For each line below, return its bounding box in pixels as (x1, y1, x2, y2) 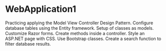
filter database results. (5, 41, 51, 47)
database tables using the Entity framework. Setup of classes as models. (5, 25, 154, 31)
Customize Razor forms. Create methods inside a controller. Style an (5, 30, 145, 36)
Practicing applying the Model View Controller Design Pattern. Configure (5, 20, 154, 26)
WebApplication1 (5, 3, 76, 15)
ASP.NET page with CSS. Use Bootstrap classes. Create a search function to (5, 36, 162, 42)
